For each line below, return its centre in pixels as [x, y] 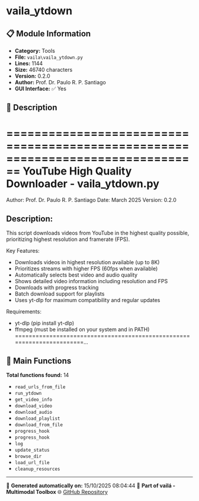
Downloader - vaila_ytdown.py [83, 184]
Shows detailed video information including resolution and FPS [91, 281]
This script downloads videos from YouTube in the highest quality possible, [98, 233]
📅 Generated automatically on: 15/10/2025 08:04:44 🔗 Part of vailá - [91, 486]
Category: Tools [35, 51]
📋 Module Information [49, 34]
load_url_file [32, 462]
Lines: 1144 [29, 63]
